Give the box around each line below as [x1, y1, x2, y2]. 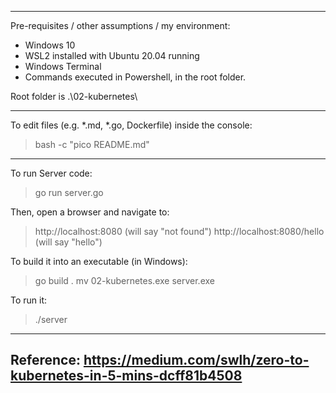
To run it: [10, 294, 48, 306]
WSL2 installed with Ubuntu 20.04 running [24, 50, 200, 61]
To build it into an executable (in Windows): [10, 256, 188, 267]
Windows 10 [24, 39, 76, 51]
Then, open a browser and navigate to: [10, 206, 170, 218]
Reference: [10, 352, 81, 369]
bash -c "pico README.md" [34, 139, 150, 150]
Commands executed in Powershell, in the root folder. [24, 71, 247, 83]
